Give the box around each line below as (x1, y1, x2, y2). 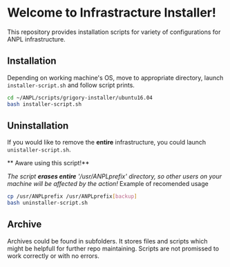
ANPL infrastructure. (7, 35, 66, 43)
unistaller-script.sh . (7, 145, 71, 154)
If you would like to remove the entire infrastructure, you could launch (7, 138, 207, 147)
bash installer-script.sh (7, 100, 82, 108)
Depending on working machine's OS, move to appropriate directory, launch (7, 73, 224, 82)
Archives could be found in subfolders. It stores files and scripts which (7, 237, 208, 245)
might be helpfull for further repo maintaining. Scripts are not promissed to (7, 244, 220, 252)
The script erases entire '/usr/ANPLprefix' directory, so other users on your (7, 172, 222, 181)
